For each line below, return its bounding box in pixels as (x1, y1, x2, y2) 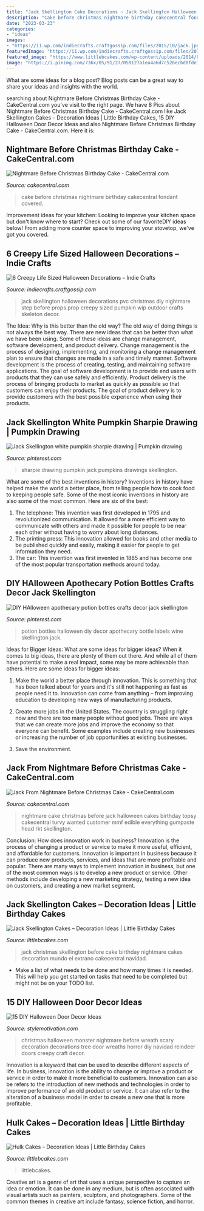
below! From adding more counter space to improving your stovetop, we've (6, 224, 194, 232)
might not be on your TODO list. (15, 979, 95, 987)
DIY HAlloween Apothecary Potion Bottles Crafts (6, 578, 194, 589)
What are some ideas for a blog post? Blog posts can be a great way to (6, 76, 184, 84)
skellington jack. (21, 633, 62, 641)
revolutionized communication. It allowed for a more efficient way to (15, 515, 185, 522)
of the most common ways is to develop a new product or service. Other (6, 869, 188, 876)
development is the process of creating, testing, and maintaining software (6, 361, 191, 368)
